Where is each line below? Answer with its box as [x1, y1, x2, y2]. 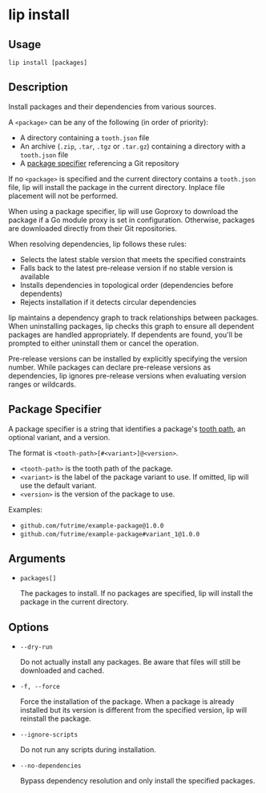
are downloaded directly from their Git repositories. [8, 223, 178, 233]
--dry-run [19, 643, 54, 651]
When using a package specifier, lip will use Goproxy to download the [8, 206, 239, 216]
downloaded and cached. [19, 666, 104, 675]
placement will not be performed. [8, 191, 119, 200]
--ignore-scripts [19, 731, 79, 739]
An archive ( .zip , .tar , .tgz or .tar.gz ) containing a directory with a [19, 141, 246, 151]
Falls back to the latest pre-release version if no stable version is [19, 263, 234, 273]
